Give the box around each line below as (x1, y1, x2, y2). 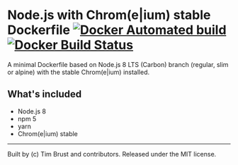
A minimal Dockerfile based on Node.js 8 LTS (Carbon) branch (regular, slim (7, 60, 229, 68)
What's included (7, 88, 82, 100)
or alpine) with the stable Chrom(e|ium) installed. (7, 68, 150, 76)
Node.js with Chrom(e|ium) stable (7, 7, 211, 23)
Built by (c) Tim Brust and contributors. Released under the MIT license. (7, 149, 217, 158)
